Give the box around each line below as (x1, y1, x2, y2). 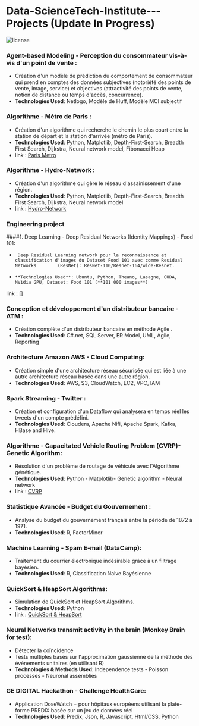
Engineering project (6, 220, 65, 228)
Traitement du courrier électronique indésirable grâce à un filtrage (14, 557, 177, 564)
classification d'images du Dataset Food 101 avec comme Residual (14, 258, 183, 264)
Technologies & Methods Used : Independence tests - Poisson (14, 665, 169, 673)
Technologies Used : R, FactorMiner (14, 528, 103, 536)
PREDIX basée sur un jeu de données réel (30, 706, 133, 714)
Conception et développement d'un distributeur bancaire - (6, 305, 179, 313)
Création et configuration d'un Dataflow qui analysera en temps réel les (14, 408, 190, 415)
